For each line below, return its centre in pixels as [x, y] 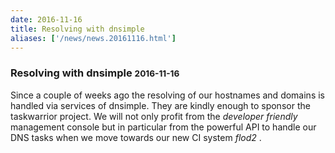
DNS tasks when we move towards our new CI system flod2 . [136, 137]
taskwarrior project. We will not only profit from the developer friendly [154, 116]
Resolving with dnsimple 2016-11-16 [95, 73]
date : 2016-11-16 [46, 19]
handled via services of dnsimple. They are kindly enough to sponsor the [160, 105]
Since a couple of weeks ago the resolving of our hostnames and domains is [167, 95]
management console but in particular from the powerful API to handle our [163, 127]
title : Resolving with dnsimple [77, 29]
